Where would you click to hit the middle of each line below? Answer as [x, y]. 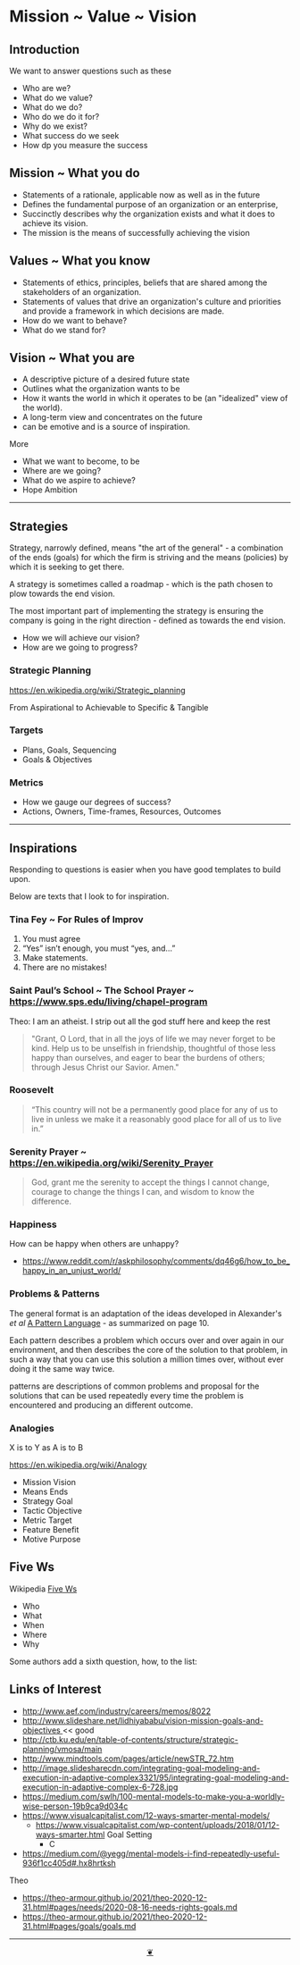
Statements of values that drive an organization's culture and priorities [151, 301]
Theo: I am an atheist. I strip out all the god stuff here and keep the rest [140, 1021]
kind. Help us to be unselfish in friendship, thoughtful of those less [154, 1048]
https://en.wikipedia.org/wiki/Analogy [78, 1465]
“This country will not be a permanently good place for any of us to [154, 1109]
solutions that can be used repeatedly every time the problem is [126, 1395]
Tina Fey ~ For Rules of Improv [77, 920]
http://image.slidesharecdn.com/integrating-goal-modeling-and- [141, 1768]
